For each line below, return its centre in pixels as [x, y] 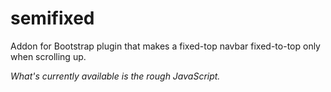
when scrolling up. [48, 56]
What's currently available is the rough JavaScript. [115, 76]
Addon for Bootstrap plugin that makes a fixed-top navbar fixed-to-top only [165, 46]
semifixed [52, 18]
